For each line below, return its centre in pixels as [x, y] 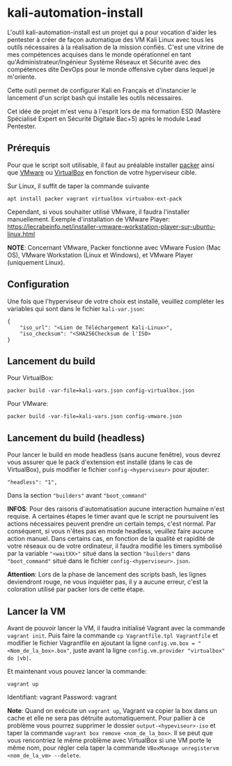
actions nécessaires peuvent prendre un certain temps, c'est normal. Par [111, 524]
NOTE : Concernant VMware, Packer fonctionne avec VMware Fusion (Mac [114, 247]
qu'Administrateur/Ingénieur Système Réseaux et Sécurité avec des [104, 62]
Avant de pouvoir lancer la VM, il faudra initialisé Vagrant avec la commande [116, 628]
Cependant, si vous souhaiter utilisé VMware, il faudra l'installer [99, 212]
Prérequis [29, 148]
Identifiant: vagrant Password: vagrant [62, 697]
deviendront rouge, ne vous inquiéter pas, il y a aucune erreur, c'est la [108, 582]
